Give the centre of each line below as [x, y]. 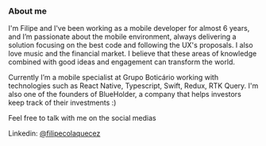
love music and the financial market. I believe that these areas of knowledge [133, 54]
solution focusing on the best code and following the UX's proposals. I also [131, 45]
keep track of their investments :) [62, 103]
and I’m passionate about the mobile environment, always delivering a [122, 36]
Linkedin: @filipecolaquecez [54, 133]
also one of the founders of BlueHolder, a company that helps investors [125, 94]
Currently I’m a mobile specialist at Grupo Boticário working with [114, 78]
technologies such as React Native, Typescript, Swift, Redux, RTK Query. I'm [133, 86]
